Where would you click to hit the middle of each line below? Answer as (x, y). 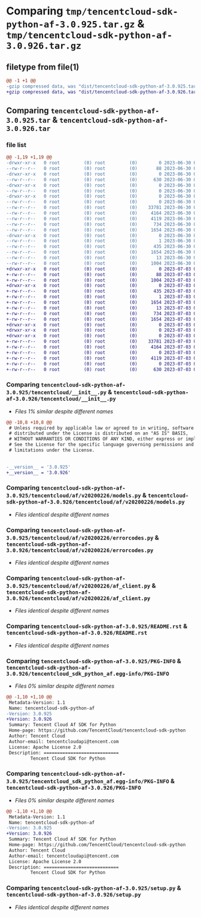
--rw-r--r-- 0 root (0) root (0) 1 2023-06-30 (99, 241)
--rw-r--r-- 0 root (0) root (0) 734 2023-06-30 (99, 224)
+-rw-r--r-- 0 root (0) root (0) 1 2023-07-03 (99, 297)
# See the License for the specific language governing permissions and (101, 445)
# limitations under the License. (52, 450)
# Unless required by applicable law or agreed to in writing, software (101, 428)
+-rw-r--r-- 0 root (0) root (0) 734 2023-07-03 (99, 313)
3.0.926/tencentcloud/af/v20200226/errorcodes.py (80, 550)
